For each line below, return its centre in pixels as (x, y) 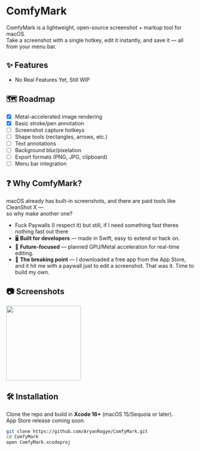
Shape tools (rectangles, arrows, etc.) (61, 137)
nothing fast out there (41, 231)
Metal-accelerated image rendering (59, 116)
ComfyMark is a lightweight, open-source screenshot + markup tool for (94, 27)
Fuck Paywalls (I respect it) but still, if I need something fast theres (97, 225)
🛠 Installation (32, 397)
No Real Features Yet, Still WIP (52, 79)
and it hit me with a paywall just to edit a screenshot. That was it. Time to (104, 265)
